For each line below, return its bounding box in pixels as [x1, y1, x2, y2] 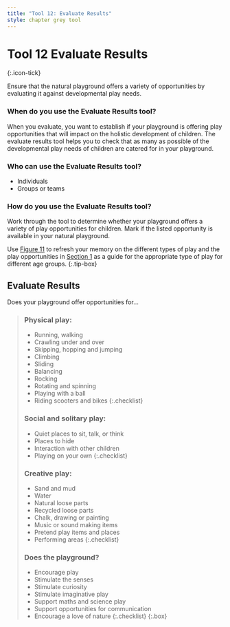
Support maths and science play [34, 597, 126, 606]
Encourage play [34, 568, 79, 577]
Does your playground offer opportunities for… [7, 298, 139, 306]
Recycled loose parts [34, 507, 94, 515]
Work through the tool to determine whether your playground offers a [7, 217, 203, 226]
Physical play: [23, 315, 72, 325]
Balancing [34, 368, 63, 376]
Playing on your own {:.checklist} [34, 451, 128, 460]
